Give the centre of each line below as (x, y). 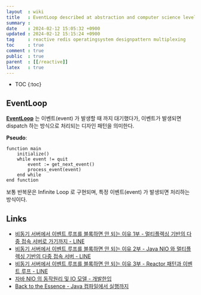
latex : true (25, 67)
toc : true (25, 45)
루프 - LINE (35, 271)
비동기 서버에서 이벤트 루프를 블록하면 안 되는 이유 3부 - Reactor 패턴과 (98, 264)
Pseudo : (17, 138)
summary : (19, 23)
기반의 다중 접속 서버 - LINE (59, 256)
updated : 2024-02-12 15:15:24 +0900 (53, 34)
